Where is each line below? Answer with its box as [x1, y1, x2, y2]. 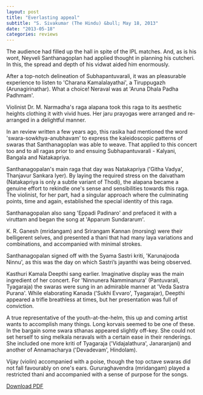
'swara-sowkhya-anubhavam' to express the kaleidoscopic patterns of [6, 134, 183, 142]
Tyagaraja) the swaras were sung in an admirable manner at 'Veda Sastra [6, 283, 189, 290]
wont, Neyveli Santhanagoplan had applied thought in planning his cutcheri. [6, 54, 195, 62]
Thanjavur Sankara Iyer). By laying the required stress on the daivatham [6, 172, 185, 179]
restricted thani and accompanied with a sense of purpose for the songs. [6, 371, 188, 378]
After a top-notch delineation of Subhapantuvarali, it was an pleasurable [6, 73, 187, 80]
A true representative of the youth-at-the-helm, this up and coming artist [6, 314, 188, 321]
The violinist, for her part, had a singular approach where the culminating [6, 191, 188, 198]
